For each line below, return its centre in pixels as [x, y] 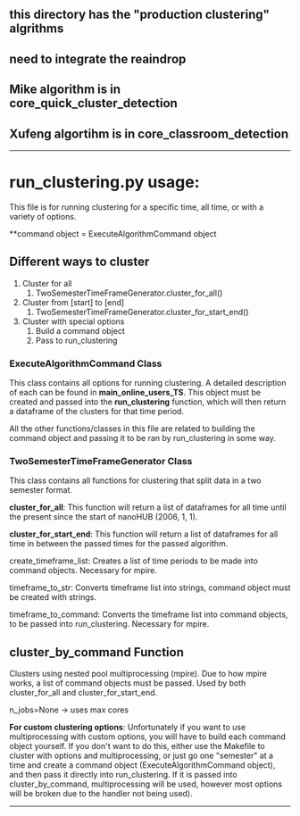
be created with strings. [53, 597]
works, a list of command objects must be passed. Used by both [128, 683]
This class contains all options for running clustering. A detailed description [148, 383]
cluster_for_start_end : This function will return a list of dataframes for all [144, 534]
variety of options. [43, 216]
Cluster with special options [73, 321]
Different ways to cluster [79, 262]
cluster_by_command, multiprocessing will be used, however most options [146, 784]
